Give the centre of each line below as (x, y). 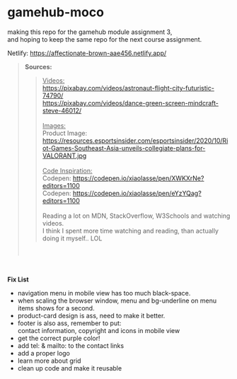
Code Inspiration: (68, 170)
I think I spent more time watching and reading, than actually (131, 231)
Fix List (18, 279)
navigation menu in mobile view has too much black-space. (104, 293)
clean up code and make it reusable (70, 368)
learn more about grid (49, 361)
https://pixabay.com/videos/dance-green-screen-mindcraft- (131, 103)
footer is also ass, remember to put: (69, 323)
